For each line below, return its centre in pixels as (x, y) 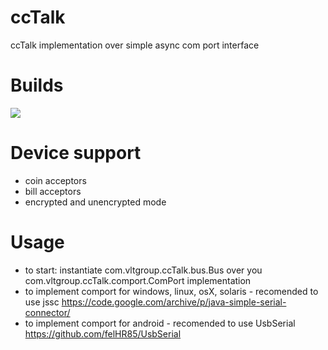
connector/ (47, 312)
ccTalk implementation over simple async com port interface (135, 45)
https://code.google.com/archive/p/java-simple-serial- (174, 302)
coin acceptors (55, 180)
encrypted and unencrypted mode (95, 202)
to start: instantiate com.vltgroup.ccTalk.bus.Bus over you (143, 270)
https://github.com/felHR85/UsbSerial (103, 333)
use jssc (42, 302)
